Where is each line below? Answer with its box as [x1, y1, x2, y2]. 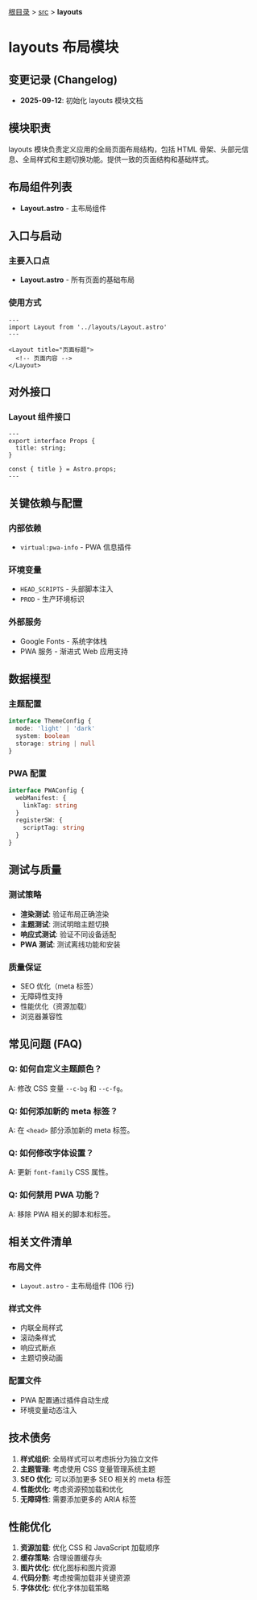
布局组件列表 [8, 180, 73, 194]
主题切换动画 [19, 1353, 63, 1363]
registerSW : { [15, 816, 63, 824]
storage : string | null [15, 740, 95, 748]
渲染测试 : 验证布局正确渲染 [19, 909, 110, 918]
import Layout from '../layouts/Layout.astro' [8, 323, 168, 331]
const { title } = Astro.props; [8, 466, 117, 474]
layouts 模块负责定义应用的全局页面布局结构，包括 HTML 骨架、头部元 [8, 144, 242, 154]
